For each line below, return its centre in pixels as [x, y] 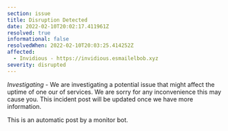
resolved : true [29, 33]
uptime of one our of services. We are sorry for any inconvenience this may [114, 92]
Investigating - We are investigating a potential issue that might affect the [111, 84]
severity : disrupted [37, 65]
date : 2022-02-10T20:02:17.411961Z [58, 26]
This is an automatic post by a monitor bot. [68, 120]
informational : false [38, 39]
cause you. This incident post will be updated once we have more [100, 99]
